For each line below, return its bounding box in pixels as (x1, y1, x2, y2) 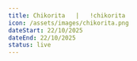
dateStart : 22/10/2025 (8, 26, 83, 34)
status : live (8, 41, 51, 49)
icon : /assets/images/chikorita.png (8, 19, 129, 27)
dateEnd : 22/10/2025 (8, 33, 77, 42)
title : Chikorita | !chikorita (8, 11, 126, 20)
